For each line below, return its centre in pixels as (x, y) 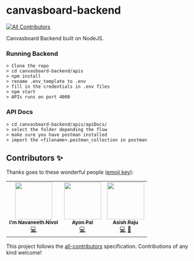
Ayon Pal (82, 222)
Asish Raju (125, 222)
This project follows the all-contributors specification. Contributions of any (97, 246)
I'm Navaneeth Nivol (34, 222)
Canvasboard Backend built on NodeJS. (55, 38)
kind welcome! (24, 253)
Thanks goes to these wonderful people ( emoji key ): (70, 172)
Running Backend (32, 53)
